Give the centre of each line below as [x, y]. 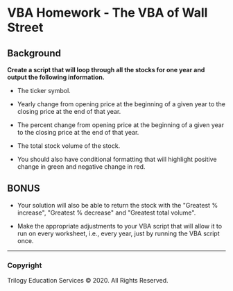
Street [25, 27]
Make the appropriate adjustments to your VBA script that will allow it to [120, 226]
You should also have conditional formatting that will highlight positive [117, 159]
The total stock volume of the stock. [69, 146]
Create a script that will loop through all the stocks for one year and [106, 70]
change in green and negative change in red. [81, 167]
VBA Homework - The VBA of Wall [107, 13]
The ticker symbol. [44, 91]
